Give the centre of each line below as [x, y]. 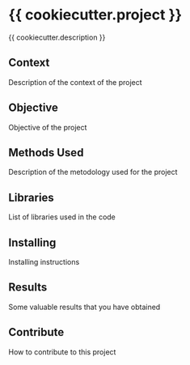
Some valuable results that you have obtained [84, 307]
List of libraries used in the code [62, 217]
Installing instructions [44, 262]
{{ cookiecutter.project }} [95, 15]
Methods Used [46, 153]
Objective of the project [48, 127]
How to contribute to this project [62, 352]
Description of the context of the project [76, 82]
